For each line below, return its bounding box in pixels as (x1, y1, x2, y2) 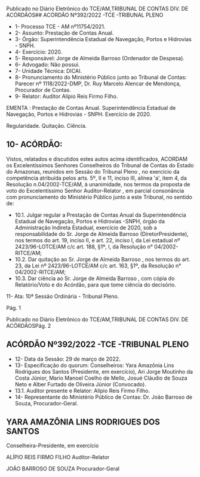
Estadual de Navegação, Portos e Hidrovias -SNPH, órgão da (14, 217, 165, 224)
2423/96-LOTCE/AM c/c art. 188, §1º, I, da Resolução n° (14, 243, 153, 250)
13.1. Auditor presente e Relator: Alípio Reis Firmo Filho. (14, 387, 150, 394)
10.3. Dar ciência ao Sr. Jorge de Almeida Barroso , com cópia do (14, 275, 175, 282)
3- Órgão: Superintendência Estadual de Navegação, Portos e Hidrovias (14, 36, 192, 42)
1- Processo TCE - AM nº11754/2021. (14, 23, 106, 30)
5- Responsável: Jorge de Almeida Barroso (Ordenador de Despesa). (14, 55, 185, 61)
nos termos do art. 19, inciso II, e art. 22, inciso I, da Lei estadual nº (14, 236, 180, 244)
